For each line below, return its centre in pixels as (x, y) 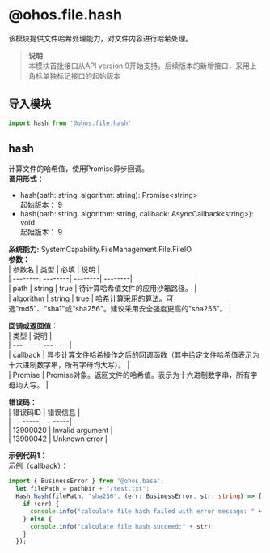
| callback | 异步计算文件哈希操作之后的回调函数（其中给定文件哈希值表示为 (134, 355)
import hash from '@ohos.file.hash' (70, 123)
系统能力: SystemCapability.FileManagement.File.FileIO (100, 250)
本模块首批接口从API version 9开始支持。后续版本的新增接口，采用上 (142, 66)
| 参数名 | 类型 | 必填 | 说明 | (54, 270)
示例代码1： (28, 456)
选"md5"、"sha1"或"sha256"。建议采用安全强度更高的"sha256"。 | (120, 309)
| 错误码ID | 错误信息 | (44, 413)
